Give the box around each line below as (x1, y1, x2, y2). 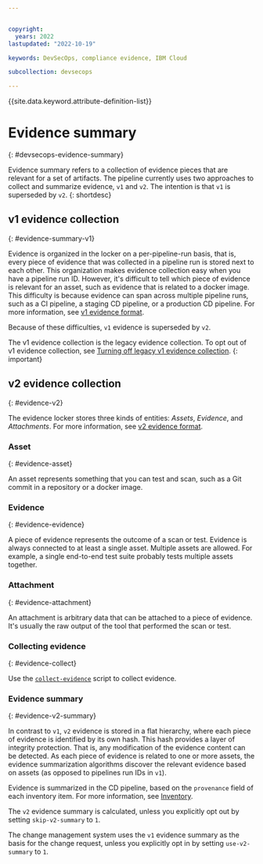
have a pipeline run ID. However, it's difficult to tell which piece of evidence (8, 274, 250, 283)
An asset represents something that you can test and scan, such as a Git (8, 474, 242, 483)
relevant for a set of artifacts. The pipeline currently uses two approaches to (8, 173, 254, 183)
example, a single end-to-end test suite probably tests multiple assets (8, 552, 233, 561)
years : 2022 (15, 32, 55, 40)
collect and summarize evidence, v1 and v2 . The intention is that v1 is (8, 182, 231, 191)
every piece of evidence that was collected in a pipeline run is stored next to (8, 257, 254, 267)
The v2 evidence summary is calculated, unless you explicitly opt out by (8, 807, 240, 816)
